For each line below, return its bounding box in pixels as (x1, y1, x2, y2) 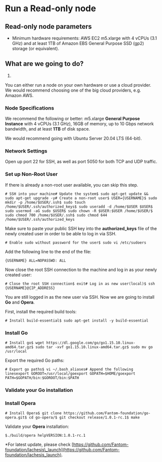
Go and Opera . (5, 299, 35, 305)
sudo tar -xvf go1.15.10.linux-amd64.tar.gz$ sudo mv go (35, 345, 153, 349)
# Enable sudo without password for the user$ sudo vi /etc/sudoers (5, 240, 146, 245)
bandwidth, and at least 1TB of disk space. (5, 126, 90, 132)
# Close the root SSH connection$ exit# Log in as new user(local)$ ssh (5, 281, 155, 286)
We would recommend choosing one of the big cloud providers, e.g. (5, 87, 142, 93)
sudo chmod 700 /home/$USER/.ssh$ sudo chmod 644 (5, 212, 108, 217)
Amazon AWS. (5, 92, 34, 98)
